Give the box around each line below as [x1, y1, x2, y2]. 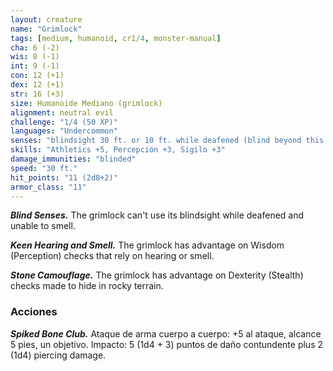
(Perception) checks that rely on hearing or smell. [10, 250, 215, 262]
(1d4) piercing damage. [10, 349, 107, 361]
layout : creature [10, 14, 83, 25]
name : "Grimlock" [10, 24, 83, 34]
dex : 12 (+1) [10, 80, 65, 90]
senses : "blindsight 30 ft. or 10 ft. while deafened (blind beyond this [10, 136, 325, 146]
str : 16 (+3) [10, 89, 65, 99]
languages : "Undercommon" [10, 126, 118, 136]
